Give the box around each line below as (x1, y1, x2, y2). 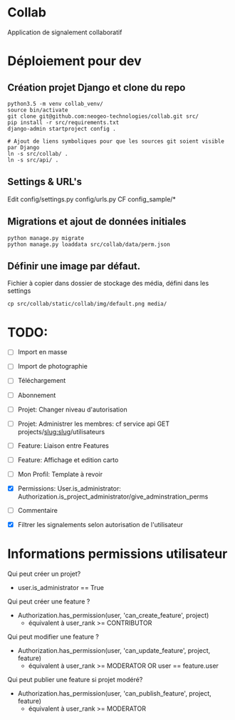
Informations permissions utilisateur (7, 546, 228, 562)
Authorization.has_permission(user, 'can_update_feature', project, (17, 646, 211, 654)
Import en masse (17, 348, 68, 356)
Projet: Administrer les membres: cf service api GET (17, 419, 170, 428)
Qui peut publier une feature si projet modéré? (7, 676, 143, 684)
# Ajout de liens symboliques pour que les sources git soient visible (7, 137, 224, 145)
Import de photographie (17, 362, 88, 371)
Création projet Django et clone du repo (7, 81, 186, 94)
